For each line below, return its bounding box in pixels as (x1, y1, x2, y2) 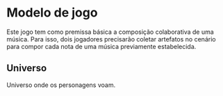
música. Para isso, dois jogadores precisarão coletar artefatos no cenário (6, 35, 216, 43)
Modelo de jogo (6, 5, 98, 21)
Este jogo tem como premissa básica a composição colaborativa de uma (6, 28, 215, 36)
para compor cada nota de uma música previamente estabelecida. (6, 42, 197, 50)
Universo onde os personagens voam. (6, 81, 116, 89)
